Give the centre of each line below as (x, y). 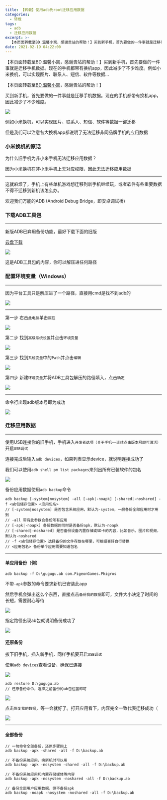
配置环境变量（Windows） (37, 276)
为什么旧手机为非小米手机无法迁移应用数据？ (51, 158)
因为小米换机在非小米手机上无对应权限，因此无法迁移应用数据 (68, 169)
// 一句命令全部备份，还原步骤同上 (36, 747)
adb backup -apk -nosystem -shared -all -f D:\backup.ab (65, 765)
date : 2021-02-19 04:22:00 (33, 47)
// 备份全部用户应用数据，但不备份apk (40, 789)
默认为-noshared (21, 536)
